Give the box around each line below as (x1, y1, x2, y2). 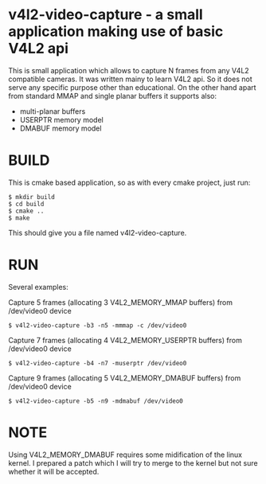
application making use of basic (8, 22, 224, 41)
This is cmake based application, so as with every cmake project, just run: (8, 178, 251, 187)
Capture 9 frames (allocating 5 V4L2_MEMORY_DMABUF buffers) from (8, 373, 241, 383)
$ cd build (8, 200, 45, 208)
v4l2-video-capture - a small (8, 6, 203, 24)
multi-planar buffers (19, 106, 86, 116)
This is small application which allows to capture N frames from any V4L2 (8, 65, 249, 75)
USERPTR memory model (19, 115, 104, 124)
